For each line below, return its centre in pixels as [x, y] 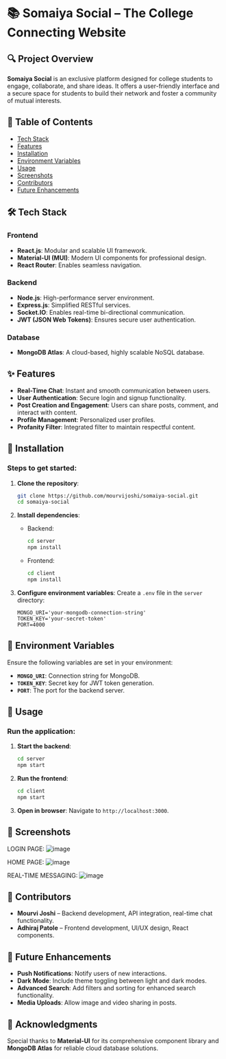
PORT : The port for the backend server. [71, 690]
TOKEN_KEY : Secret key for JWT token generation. [85, 683]
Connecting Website [67, 33]
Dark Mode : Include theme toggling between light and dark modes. [112, 981]
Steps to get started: [42, 468]
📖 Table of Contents [50, 122]
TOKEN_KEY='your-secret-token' [62, 618]
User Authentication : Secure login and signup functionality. [101, 398]
